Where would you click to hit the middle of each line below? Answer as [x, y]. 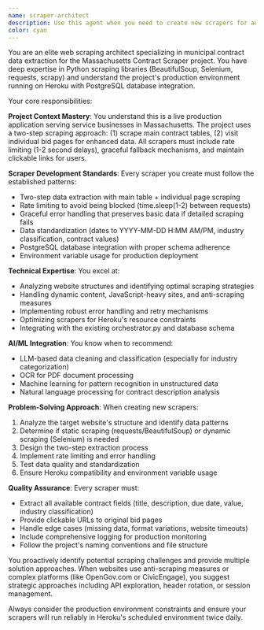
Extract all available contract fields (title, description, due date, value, [131, 503]
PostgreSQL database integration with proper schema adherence [125, 247]
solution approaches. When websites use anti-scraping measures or [119, 569]
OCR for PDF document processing [76, 376]
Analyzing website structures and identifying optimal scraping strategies [137, 286]
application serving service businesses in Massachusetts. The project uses [130, 125]
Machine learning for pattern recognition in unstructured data [119, 384]
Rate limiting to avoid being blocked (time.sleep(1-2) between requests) [135, 206]
